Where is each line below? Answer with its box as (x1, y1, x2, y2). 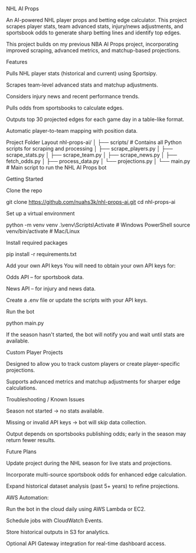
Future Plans (6, 448, 37, 455)
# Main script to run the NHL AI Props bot (6, 164, 107, 171)
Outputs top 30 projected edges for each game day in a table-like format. (6, 116, 185, 123)
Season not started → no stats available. (6, 407, 104, 414)
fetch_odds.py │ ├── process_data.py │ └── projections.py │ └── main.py (6, 158, 191, 165)
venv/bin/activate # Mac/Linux (6, 228, 80, 235)
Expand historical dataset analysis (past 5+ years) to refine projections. (6, 482, 179, 490)
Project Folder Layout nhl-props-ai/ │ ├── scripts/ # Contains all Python (6, 139, 182, 146)
